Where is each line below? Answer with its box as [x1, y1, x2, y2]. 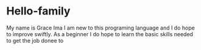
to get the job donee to [6, 37, 64, 44]
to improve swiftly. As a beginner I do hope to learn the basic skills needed [6, 30, 194, 37]
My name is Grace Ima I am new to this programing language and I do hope [6, 24, 195, 31]
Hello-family [6, 4, 71, 18]
